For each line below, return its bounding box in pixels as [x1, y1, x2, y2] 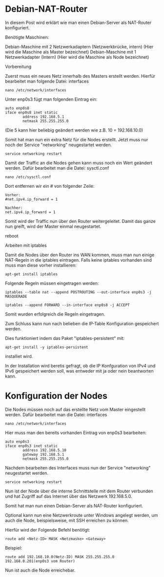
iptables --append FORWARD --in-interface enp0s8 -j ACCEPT [5, 302, 130, 308]
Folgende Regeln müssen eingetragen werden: [5, 280, 99, 286]
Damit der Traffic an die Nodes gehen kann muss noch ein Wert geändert [5, 160, 153, 166]
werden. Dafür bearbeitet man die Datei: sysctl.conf [5, 165, 109, 171]
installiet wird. [5, 353, 33, 359]
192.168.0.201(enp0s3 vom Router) [5, 558, 76, 563]
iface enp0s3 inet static [5, 444, 58, 448]
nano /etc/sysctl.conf [5, 175, 51, 179]
